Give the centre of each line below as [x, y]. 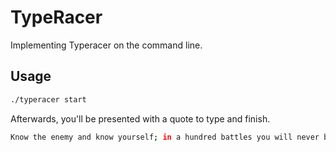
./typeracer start [48, 99]
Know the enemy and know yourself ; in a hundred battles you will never [165, 137]
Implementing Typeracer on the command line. [106, 45]
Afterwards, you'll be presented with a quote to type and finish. [140, 118]
